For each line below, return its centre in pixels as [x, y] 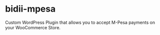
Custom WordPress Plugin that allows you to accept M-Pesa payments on [80, 22]
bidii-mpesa [30, 9]
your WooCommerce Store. [33, 27]
